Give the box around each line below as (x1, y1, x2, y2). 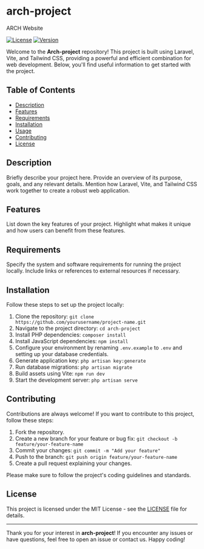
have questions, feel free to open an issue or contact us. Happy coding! (6, 536, 185, 543)
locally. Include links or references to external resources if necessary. (6, 267, 180, 274)
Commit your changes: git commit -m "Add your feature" (15, 446, 161, 454)
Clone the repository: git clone (15, 313, 94, 320)
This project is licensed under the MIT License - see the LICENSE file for (6, 505, 187, 512)
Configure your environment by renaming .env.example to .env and (15, 344, 182, 351)
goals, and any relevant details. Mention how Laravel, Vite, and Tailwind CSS (6, 180, 197, 187)
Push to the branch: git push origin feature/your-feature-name (15, 453, 178, 460)
